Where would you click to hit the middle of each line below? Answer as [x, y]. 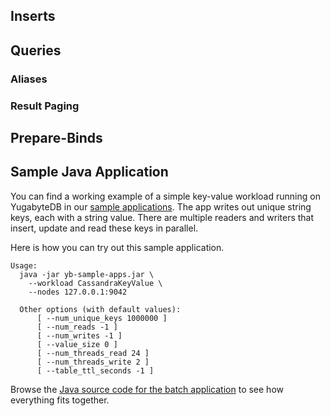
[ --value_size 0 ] [77, 344]
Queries [36, 50]
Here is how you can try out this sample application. [117, 247]
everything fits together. [60, 400]
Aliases [29, 79]
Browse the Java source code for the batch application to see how [147, 389]
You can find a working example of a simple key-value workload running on [165, 196]
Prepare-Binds [56, 138]
